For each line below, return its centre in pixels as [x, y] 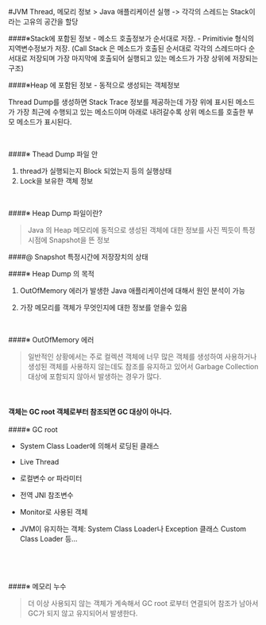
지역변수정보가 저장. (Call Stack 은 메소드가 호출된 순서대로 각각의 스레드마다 [128, 48]
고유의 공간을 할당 [50, 21]
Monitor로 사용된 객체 [54, 512]
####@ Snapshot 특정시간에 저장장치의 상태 [78, 257]
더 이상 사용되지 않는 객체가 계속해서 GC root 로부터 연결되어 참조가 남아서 [143, 604]
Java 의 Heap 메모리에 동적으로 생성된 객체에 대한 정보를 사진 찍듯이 [134, 230]
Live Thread [39, 462]
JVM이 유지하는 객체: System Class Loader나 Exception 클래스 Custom [133, 529]
